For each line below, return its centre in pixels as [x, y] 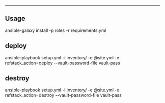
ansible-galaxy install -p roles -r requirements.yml [56, 30]
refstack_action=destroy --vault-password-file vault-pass [63, 95]
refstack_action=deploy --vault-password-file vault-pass [63, 63]
